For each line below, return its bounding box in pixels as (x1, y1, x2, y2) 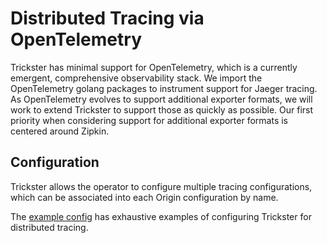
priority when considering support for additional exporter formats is (10, 114, 289, 126)
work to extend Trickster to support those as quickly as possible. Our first (10, 103, 314, 116)
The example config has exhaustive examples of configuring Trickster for (10, 210, 312, 222)
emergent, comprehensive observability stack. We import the (10, 72, 263, 84)
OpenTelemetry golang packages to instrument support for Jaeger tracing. (10, 82, 318, 94)
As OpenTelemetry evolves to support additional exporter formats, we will (10, 93, 313, 105)
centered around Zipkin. (10, 125, 110, 137)
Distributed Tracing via (10, 7, 205, 30)
